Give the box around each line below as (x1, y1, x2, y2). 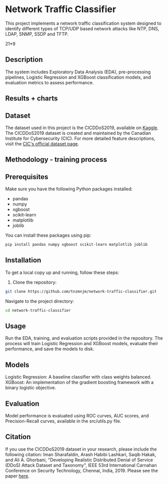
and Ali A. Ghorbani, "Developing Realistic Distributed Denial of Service (5, 457, 153, 463)
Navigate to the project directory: (5, 298, 74, 304)
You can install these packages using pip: (5, 232, 92, 238)
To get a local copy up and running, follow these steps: (5, 269, 120, 276)
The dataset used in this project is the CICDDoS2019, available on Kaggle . (5, 125, 159, 131)
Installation (5, 256, 41, 264)
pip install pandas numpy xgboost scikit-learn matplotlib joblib (5, 242, 148, 247)
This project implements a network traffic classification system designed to (5, 20, 161, 26)
